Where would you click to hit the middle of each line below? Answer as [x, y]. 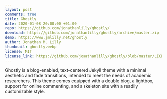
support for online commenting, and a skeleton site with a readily [72, 86]
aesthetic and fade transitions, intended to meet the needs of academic [78, 76]
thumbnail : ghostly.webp [31, 47]
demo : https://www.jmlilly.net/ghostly [46, 38]
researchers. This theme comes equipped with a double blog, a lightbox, [79, 81]
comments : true [21, 14]
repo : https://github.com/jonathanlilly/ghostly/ [58, 28]
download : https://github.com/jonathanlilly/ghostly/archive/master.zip [82, 33]
